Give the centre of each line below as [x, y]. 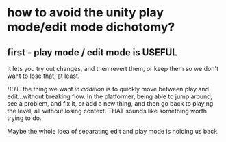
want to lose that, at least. [43, 76]
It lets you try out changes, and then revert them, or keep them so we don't [113, 69]
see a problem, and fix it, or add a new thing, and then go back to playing [110, 103]
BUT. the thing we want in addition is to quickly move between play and [108, 89]
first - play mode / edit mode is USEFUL [92, 52]
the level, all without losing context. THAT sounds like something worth [107, 111]
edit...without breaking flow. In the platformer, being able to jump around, [110, 96]
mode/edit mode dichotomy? [91, 27]
